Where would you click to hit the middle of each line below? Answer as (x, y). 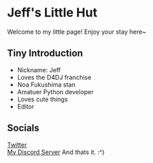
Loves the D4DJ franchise (54, 77)
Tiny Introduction (45, 53)
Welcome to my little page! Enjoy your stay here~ (77, 32)
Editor (25, 106)
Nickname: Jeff (39, 69)
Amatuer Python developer (55, 91)
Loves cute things (42, 99)
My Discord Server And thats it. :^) (56, 152)
